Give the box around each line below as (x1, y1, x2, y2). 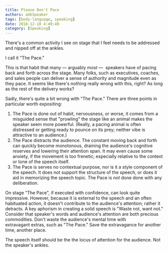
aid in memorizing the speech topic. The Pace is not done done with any (12, 175, 162, 181)
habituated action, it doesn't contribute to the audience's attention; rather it (5, 200, 160, 206)
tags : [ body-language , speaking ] (5, 17, 75, 22)
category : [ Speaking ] (5, 26, 51, 31)
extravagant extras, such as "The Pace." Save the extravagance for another (5, 222, 161, 228)
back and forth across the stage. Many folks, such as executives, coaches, (5, 70, 159, 76)
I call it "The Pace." (5, 55, 45, 61)
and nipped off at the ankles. (5, 45, 65, 51)
